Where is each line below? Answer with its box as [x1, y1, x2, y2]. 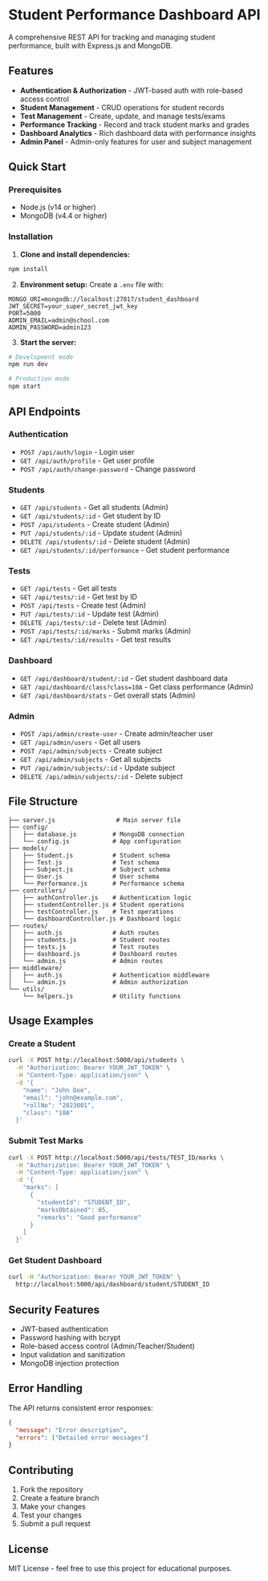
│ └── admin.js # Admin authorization [8, 978, 189, 986]
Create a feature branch [19, 1493, 99, 1503]
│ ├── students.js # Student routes [8, 936, 171, 944]
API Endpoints [8, 405, 81, 418]
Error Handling [8, 1381, 83, 1395]
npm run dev [8, 360, 48, 368]
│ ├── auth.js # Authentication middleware [8, 971, 210, 979]
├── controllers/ [8, 887, 67, 895]
